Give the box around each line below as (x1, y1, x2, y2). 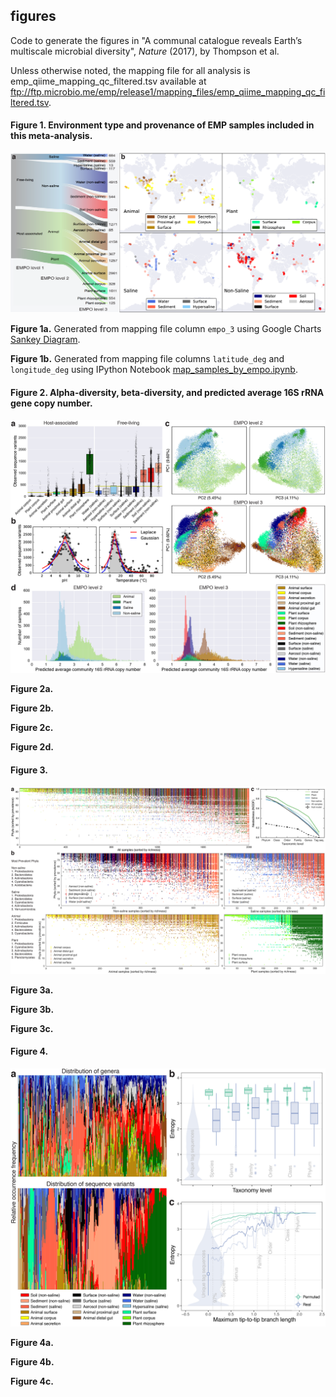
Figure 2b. (10, 702, 54, 714)
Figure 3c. (10, 1022, 54, 1034)
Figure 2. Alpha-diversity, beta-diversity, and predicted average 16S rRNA (10, 387, 325, 399)
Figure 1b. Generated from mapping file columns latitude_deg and (10, 353, 285, 365)
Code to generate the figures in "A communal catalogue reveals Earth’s (10, 34, 303, 46)
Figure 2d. (10, 741, 54, 753)
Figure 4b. (10, 1356, 55, 1368)
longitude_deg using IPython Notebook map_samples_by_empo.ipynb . (10, 364, 298, 376)
